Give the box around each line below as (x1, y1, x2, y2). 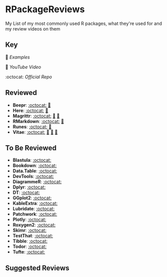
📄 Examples (5, 54, 30, 60)
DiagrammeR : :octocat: (12, 179, 62, 185)
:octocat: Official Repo (5, 74, 52, 80)
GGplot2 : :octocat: (12, 195, 52, 201)
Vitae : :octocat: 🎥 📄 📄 (12, 129, 58, 135)
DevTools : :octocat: (12, 173, 54, 179)
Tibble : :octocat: (12, 238, 48, 244)
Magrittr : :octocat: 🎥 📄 (12, 113, 60, 119)
